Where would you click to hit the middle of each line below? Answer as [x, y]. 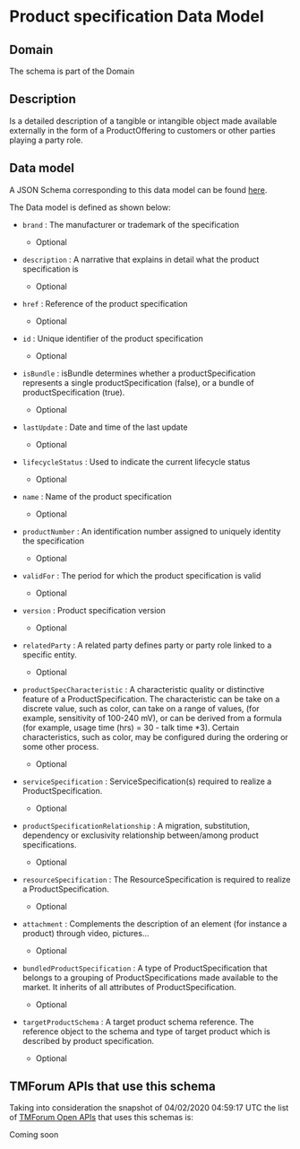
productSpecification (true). [73, 392]
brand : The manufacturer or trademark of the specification [131, 224]
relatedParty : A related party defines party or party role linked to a [147, 645]
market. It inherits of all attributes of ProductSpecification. [129, 987]
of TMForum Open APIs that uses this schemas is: [102, 1118]
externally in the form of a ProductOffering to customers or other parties [142, 130]
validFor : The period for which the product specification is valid [141, 575]
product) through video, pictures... [86, 933]
